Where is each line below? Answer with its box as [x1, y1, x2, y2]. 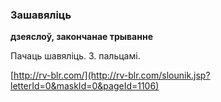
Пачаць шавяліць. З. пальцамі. [10, 50, 141, 62]
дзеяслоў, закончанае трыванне [10, 31, 153, 43]
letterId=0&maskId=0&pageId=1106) [10, 80, 160, 92]
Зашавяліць [10, 8, 72, 22]
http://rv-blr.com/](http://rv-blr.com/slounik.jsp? [13, 69, 211, 82]
